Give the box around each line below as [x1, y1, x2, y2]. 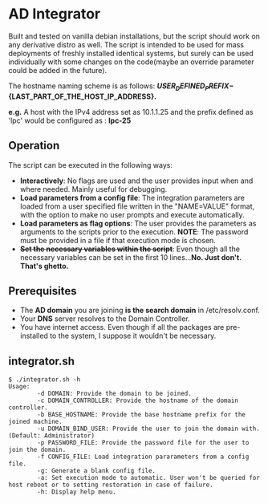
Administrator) [43, 432, 95, 440]
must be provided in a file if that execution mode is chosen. [19, 235, 217, 245]
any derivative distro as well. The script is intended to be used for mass [8, 39, 245, 49]
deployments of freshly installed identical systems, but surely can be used [8, 48, 254, 58]
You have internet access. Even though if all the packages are [19, 323, 225, 332]
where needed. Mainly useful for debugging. [19, 184, 168, 193]
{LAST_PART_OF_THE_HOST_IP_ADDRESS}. [8, 91, 157, 101]
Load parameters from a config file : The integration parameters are [19, 193, 245, 202]
